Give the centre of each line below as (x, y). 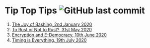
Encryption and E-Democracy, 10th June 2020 (59, 35)
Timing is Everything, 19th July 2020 (49, 40)
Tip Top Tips (31, 11)
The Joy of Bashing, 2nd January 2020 (52, 24)
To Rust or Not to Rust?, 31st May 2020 (52, 29)
